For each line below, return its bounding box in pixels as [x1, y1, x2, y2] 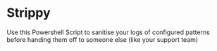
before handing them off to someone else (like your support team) [6, 35, 199, 43]
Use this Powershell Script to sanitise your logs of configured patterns [6, 28, 211, 36]
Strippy [6, 5, 51, 21]
